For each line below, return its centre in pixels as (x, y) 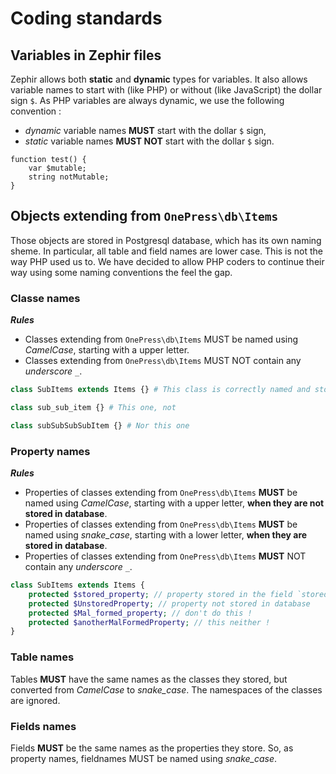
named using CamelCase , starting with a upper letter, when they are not (174, 503)
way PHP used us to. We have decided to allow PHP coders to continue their (167, 261)
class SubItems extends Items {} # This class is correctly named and (160, 390)
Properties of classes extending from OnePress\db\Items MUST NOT (165, 556)
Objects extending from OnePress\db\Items (144, 216)
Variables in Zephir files (86, 55)
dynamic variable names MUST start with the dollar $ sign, (145, 130)
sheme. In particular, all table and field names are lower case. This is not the (167, 251)
